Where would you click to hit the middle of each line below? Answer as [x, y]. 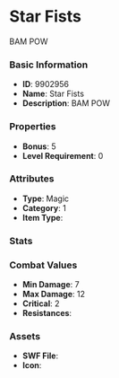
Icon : [32, 365]
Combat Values [43, 265]
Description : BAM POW [66, 103]
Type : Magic [46, 198]
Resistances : [47, 313]
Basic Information [49, 65]
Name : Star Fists [53, 94]
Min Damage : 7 [51, 285]
